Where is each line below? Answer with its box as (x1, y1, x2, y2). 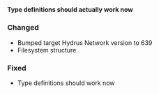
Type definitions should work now (17, 79, 115, 87)
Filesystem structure (17, 46, 77, 54)
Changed (7, 23, 40, 32)
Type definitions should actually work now (7, 6, 134, 14)
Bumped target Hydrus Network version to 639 (17, 38, 153, 47)
